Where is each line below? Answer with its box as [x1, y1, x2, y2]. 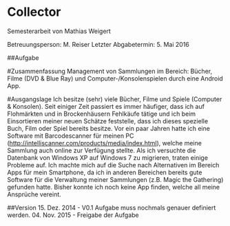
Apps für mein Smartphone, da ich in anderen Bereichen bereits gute [7, 168, 202, 176]
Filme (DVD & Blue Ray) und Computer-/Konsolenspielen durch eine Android [7, 74, 224, 83]
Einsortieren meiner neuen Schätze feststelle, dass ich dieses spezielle [7, 116, 209, 125]
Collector [7, 4, 61, 20]
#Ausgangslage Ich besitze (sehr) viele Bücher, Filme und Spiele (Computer [7, 94, 222, 103]
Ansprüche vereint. [7, 190, 62, 198]
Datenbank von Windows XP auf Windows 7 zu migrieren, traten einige [7, 153, 209, 162]
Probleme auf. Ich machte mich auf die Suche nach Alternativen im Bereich [7, 161, 220, 169]
